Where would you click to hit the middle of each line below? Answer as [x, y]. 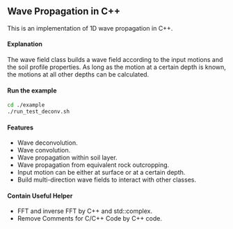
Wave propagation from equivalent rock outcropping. [93, 165]
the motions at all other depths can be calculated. [78, 74]
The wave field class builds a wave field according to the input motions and [115, 60]
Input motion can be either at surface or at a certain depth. [101, 173]
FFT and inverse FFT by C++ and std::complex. [85, 211]
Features [20, 127]
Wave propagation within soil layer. [67, 158]
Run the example [32, 90]
